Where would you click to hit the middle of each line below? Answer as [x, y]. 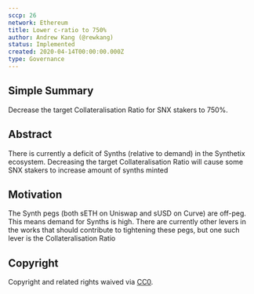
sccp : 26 [22, 15]
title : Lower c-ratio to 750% [58, 30]
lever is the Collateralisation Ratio [62, 238]
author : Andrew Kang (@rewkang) [61, 37]
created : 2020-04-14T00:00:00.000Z [66, 52]
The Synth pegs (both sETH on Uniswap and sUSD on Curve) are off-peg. [127, 213]
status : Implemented [42, 45]
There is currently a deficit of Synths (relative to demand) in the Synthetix [127, 153]
